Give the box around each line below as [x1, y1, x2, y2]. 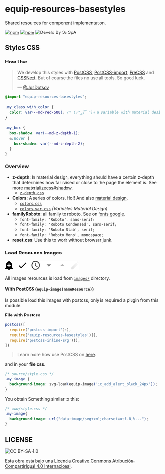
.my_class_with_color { [5, 105, 54, 110]
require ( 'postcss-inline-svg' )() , [9, 338, 80, 343]
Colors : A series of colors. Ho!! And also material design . [12, 195, 128, 201]
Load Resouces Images [5, 250, 62, 256]
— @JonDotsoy [17, 84, 49, 90]
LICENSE [5, 435, 33, 443]
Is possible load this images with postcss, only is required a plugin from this [5, 297, 159, 303]
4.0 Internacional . [36, 463, 72, 469]
